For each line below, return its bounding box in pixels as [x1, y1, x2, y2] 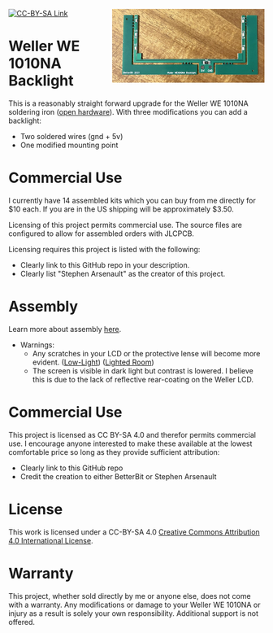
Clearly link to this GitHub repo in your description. [19, 260, 190, 269]
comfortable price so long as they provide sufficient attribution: [8, 447, 220, 456]
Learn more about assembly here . [8, 324, 122, 334]
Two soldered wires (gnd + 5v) [19, 131, 123, 141]
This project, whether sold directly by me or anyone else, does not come [8, 591, 251, 600]
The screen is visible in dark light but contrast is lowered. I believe [32, 365, 253, 375]
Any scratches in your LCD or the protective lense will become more [32, 348, 261, 358]
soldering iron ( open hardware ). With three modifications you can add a [8, 107, 248, 116]
